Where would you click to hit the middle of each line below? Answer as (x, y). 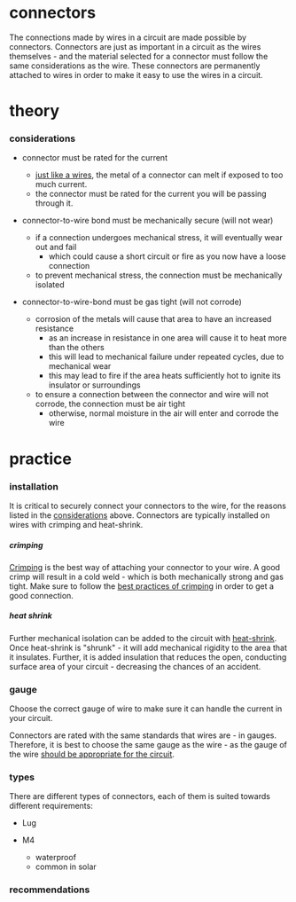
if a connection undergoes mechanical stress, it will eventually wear (159, 238)
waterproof (56, 858)
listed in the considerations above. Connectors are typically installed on (140, 515)
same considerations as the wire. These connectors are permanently (135, 66)
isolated (50, 285)
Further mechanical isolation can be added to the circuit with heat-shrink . (143, 638)
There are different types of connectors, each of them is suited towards (140, 796)
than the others (76, 348)
